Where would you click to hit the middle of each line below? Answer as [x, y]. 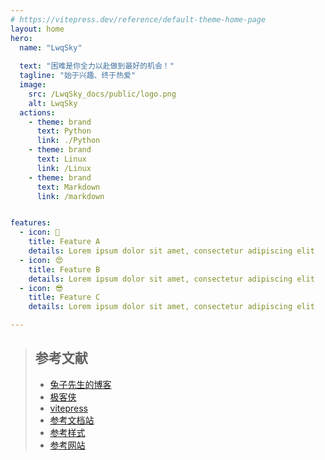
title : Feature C [64, 297]
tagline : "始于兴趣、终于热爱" [78, 76]
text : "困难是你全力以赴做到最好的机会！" [97, 66]
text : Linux [61, 159]
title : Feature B [64, 269]
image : [33, 85]
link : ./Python [68, 141]
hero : [21, 38]
